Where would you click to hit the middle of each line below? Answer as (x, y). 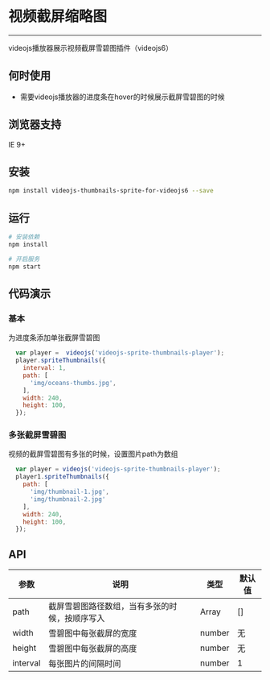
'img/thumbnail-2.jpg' (67, 499)
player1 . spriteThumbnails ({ (63, 477)
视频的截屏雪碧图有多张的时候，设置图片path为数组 (93, 454)
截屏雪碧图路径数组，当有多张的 (108, 607)
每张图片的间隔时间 (84, 664)
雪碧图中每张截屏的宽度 (92, 633)
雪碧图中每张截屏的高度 (92, 649)
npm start (25, 267)
